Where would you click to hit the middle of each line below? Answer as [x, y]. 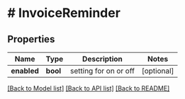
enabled [25, 71]
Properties [31, 39]
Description [102, 59]
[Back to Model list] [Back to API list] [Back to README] [89, 88]
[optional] [158, 71]
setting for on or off [102, 71]
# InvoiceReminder [64, 13]
